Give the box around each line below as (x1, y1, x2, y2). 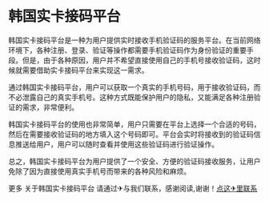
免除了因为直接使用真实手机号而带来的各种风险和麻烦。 (8, 166, 191, 176)
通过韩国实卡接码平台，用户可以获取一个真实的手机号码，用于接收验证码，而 (8, 82, 261, 92)
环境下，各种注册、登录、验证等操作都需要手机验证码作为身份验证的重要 (8, 45, 247, 54)
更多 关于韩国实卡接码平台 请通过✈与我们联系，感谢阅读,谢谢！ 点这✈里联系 (8, 183, 258, 193)
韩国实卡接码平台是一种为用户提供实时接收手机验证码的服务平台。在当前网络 (8, 35, 261, 45)
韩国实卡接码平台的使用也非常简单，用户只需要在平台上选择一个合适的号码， (8, 119, 261, 129)
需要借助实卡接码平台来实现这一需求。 (22, 65, 149, 74)
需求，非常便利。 (22, 102, 78, 112)
